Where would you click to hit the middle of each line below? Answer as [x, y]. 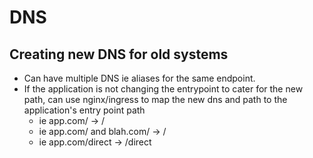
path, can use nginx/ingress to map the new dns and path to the [155, 99]
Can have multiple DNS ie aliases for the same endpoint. [139, 78]
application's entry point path [84, 110]
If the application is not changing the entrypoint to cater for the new [163, 89]
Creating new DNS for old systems [119, 54]
